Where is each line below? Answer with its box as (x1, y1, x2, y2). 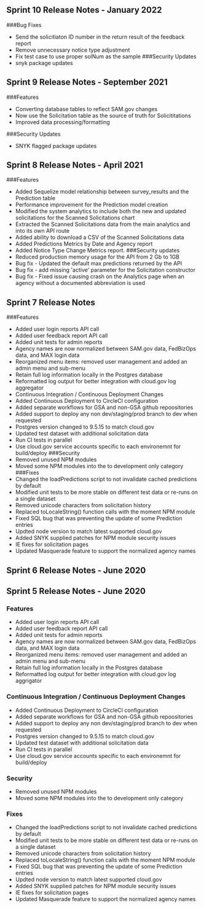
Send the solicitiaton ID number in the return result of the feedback (15, 33, 185, 41)
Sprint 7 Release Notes (6, 297, 95, 308)
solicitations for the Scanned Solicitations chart (15, 214, 135, 222)
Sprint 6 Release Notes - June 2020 (6, 565, 146, 575)
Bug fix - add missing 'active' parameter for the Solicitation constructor (15, 267, 195, 274)
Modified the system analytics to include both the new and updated (15, 208, 186, 215)
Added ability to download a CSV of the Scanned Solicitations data (15, 233, 184, 241)
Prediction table (15, 195, 56, 202)
